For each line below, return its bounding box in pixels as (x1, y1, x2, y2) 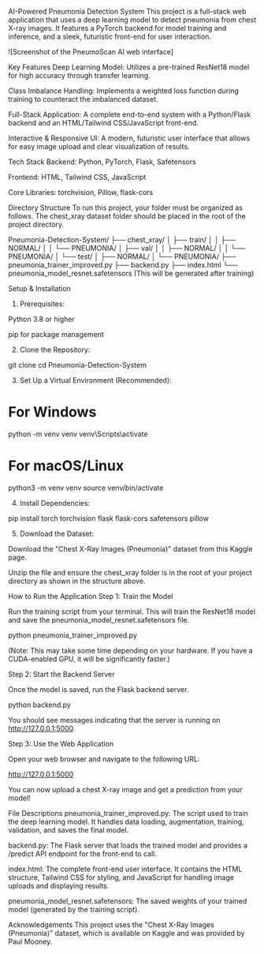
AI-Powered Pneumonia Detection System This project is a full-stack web (8, 7, 247, 16)
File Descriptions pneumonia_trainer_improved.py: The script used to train (8, 808, 248, 817)
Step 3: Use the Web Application (8, 739, 114, 748)
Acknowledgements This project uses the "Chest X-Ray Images (8, 919, 214, 930)
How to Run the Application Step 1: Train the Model (8, 591, 173, 600)
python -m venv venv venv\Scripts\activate (8, 429, 148, 439)
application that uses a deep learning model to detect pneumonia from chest (8, 15, 257, 24)
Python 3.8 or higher (8, 315, 75, 324)
